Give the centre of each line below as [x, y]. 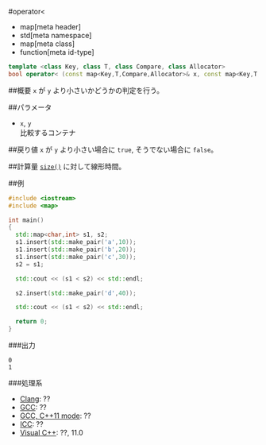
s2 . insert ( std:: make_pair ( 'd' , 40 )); [76, 293]
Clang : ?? [35, 399]
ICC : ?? [31, 424]
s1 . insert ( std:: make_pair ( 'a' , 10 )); [76, 242]
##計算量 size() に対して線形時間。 [67, 166]
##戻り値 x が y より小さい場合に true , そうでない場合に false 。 [113, 149]
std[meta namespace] [56, 35]
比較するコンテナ [48, 132]
